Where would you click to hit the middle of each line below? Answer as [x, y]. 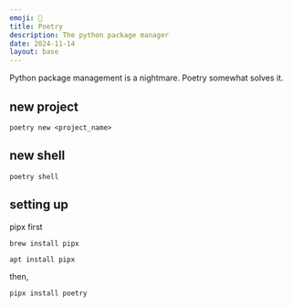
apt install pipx [42, 259]
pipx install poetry [49, 293]
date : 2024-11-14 [42, 43]
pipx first [26, 227]
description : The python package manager [89, 35]
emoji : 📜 [26, 18]
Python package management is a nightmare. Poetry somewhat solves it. [147, 78]
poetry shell [34, 176]
